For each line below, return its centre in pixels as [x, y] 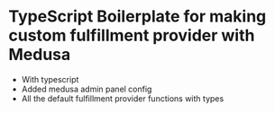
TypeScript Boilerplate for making [137, 17]
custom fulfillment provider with [132, 35]
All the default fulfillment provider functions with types [123, 98]
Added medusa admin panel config [87, 89]
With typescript [50, 79]
